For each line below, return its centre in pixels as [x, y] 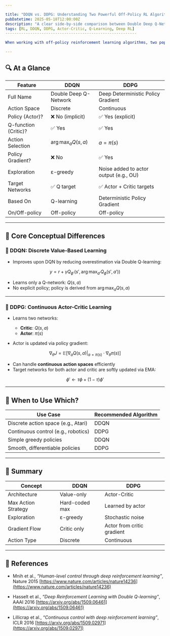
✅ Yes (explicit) [117, 117]
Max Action [21, 503]
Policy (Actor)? [26, 117]
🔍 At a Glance [28, 68]
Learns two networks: [35, 318]
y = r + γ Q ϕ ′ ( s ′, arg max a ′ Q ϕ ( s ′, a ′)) [85, 272]
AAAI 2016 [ [25, 602]
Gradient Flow [25, 529]
